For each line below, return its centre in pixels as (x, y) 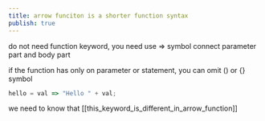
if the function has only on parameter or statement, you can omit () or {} (127, 70)
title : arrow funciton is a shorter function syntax (98, 16)
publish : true (32, 23)
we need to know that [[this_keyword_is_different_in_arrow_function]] (123, 108)
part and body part (39, 54)
